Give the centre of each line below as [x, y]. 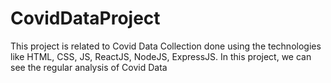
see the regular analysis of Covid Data [89, 67]
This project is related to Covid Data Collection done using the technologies [166, 46]
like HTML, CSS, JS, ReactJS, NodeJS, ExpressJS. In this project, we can [161, 56]
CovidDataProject [85, 18]
